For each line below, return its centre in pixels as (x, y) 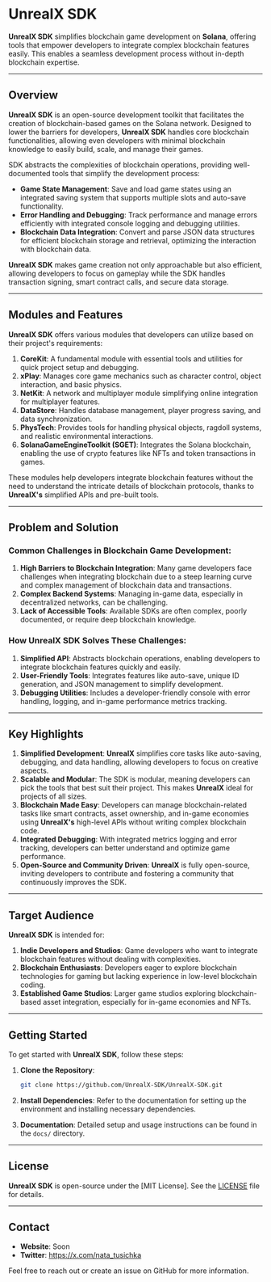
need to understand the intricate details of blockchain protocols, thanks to (131, 486)
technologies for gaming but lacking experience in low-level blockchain (138, 976)
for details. (26, 1194)
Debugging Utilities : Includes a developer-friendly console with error (135, 693)
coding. (33, 985)
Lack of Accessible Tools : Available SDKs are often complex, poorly (133, 611)
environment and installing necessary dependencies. (108, 1109)
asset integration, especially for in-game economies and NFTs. (147, 1002)
